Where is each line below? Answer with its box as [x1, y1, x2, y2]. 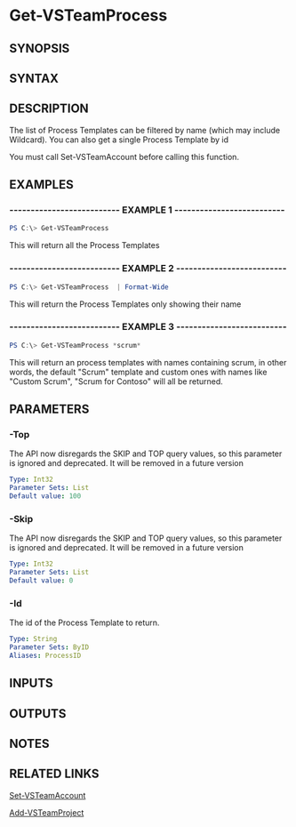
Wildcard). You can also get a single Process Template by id [9, 134, 229, 145]
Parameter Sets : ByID [9, 643, 90, 652]
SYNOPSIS [9, 41, 70, 56]
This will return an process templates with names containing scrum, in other [9, 357, 287, 367]
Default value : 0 [9, 576, 74, 585]
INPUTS [9, 676, 53, 691]
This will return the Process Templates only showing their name [9, 299, 242, 309]
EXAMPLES [9, 177, 74, 192]
